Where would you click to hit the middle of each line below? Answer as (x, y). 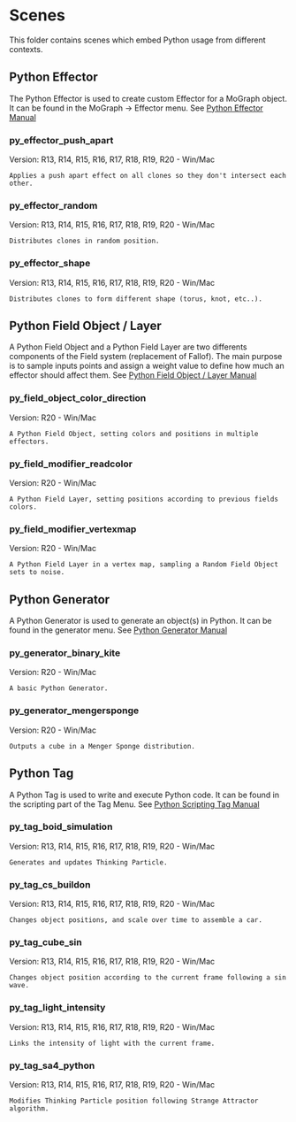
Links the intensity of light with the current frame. (112, 1043)
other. (21, 184)
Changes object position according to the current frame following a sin (148, 978)
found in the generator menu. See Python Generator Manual (118, 630)
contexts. (26, 49)
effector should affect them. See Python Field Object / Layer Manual (133, 375)
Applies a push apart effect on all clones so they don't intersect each (148, 176)
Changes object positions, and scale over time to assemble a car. (136, 920)
